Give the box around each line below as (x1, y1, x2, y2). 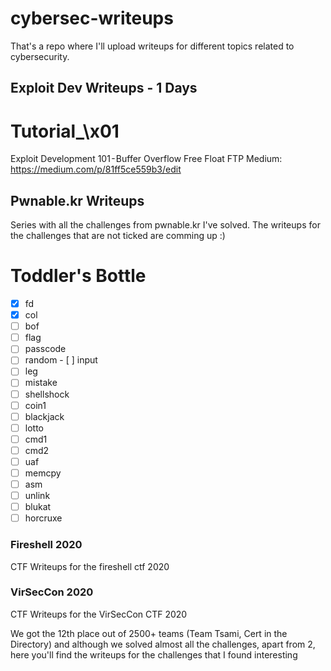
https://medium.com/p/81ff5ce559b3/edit (10, 163, 182, 176)
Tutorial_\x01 (10, 120, 120, 142)
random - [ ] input (24, 354, 98, 366)
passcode (24, 343, 67, 355)
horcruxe (24, 512, 63, 524)
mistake (24, 377, 58, 389)
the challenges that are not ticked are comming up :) (10, 230, 226, 242)
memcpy (24, 467, 62, 479)
